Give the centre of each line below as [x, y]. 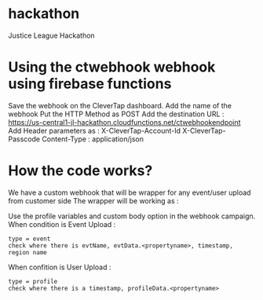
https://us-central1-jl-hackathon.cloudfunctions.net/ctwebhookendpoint [124, 122]
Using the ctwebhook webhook [112, 67]
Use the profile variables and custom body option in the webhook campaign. [132, 216]
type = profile [33, 281]
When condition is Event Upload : [62, 224]
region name [27, 252]
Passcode [24, 139]
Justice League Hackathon [52, 35]
